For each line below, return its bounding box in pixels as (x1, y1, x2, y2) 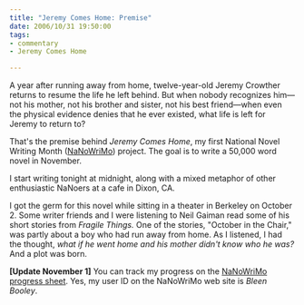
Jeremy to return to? (9, 119, 86, 130)
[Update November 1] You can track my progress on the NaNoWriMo (9, 266, 268, 277)
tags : (9, 30, 30, 39)
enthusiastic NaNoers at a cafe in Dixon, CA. (9, 182, 175, 193)
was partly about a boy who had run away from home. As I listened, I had (9, 229, 283, 241)
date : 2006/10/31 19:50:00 (9, 22, 112, 31)
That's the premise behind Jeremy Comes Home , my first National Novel (9, 136, 280, 147)
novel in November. (9, 155, 82, 166)
